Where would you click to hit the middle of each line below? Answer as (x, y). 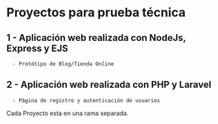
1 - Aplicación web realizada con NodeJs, (96, 38)
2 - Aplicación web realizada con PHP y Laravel (109, 85)
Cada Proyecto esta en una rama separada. (68, 113)
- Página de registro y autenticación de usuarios (86, 100)
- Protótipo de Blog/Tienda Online (63, 64)
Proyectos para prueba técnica (96, 13)
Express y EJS (37, 48)
